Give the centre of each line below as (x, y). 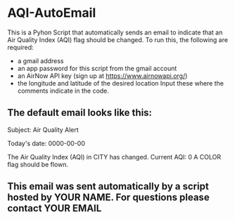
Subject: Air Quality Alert (43, 130)
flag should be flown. (38, 164)
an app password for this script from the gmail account (97, 68)
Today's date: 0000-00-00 (46, 143)
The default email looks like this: (80, 113)
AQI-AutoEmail (52, 13)
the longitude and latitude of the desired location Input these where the (120, 83)
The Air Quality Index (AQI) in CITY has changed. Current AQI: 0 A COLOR (114, 157)
